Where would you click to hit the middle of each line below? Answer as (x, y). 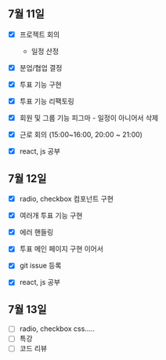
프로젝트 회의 (40, 35)
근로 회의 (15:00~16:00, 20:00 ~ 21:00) (81, 135)
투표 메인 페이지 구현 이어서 (61, 249)
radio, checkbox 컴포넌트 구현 (66, 199)
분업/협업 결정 (41, 67)
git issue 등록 (40, 266)
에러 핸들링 (36, 232)
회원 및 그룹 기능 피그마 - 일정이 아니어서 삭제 (89, 118)
